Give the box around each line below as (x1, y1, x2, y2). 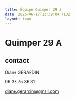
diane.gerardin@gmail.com (5, 88, 59, 94)
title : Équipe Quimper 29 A (5, 7, 62, 12)
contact (5, 57, 29, 65)
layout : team (5, 16, 31, 21)
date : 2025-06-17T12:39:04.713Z (5, 12, 70, 17)
